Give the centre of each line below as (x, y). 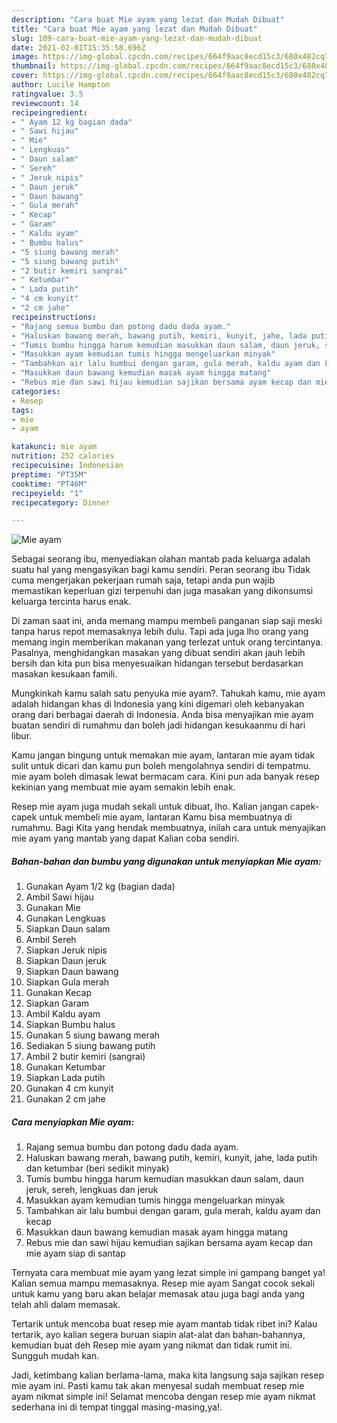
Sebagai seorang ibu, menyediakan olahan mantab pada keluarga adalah (161, 559)
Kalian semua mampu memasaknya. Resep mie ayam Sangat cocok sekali (163, 1283)
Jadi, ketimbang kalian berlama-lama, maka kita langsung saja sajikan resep (167, 1375)
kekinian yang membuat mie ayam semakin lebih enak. (123, 787)
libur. (22, 736)
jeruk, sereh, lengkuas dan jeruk (92, 1190)
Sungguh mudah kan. (55, 1356)
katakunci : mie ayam (54, 447)
